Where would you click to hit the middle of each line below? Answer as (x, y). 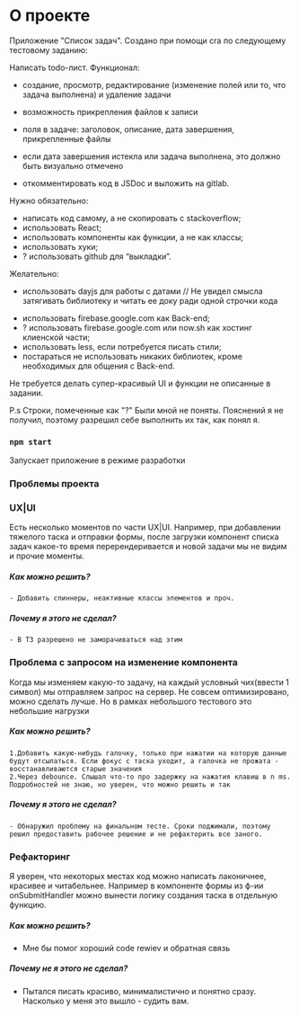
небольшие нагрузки (49, 710)
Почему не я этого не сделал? (69, 968)
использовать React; (62, 227)
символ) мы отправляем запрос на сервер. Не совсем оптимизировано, (149, 691)
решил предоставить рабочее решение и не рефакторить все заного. (136, 834)
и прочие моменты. (47, 556)
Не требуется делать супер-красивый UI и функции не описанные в (140, 383)
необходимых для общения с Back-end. (98, 366)
